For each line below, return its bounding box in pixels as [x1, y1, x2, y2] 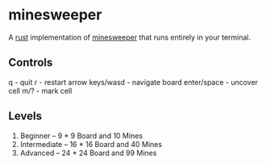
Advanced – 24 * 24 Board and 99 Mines [19, 148, 157, 158]
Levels [8, 109, 43, 123]
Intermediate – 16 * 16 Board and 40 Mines [19, 139, 163, 149]
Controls [8, 56, 53, 69]
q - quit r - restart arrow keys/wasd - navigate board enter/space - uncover [8, 77, 259, 86]
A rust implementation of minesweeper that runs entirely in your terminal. [8, 32, 251, 42]
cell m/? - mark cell [8, 86, 73, 95]
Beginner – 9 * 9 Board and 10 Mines [19, 131, 143, 141]
